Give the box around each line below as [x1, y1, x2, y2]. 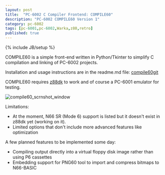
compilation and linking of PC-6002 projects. [5, 60, 98, 65]
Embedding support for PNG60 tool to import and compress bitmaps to [12, 159, 159, 165]
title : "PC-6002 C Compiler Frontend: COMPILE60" [5, 12, 113, 17]
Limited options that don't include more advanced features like [12, 124, 142, 130]
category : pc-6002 [5, 21, 44, 27]
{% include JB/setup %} [5, 45, 55, 50]
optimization [12, 129, 39, 135]
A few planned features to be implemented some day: [5, 139, 116, 145]
